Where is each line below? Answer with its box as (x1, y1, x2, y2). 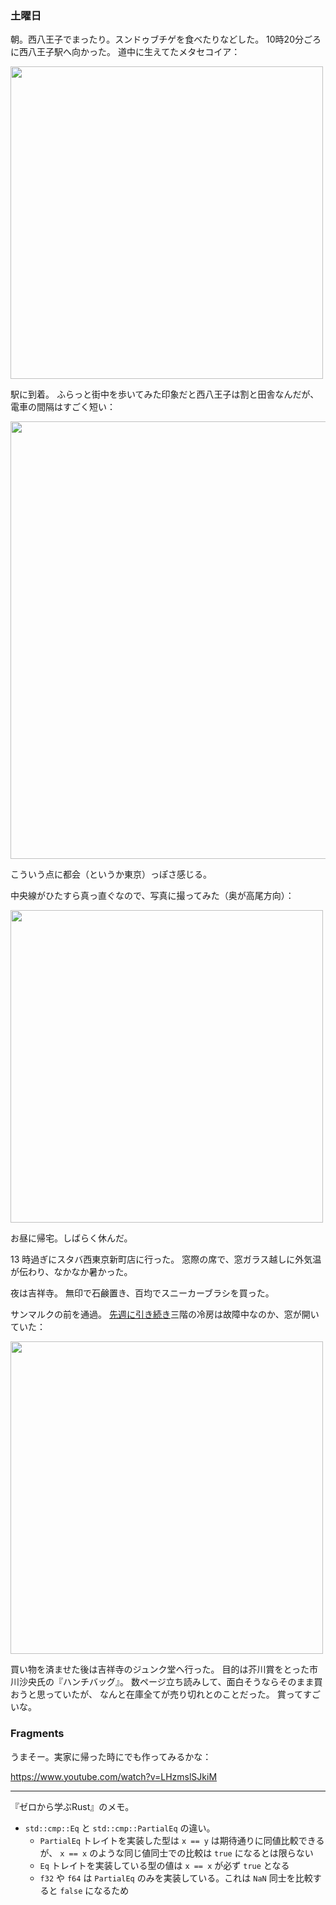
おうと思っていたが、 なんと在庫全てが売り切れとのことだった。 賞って (10, 1688, 304, 1701)
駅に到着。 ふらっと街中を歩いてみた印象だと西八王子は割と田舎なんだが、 (10, 388, 320, 401)
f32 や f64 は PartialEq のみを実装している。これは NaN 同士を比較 (39, 1872, 313, 1884)
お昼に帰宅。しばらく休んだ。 (10, 1232, 133, 1244)
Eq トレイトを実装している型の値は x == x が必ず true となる (39, 1859, 290, 1871)
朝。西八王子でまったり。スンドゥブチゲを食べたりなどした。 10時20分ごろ (10, 33, 322, 46)
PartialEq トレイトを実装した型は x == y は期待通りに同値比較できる (39, 1834, 325, 1846)
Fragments (10, 1727, 65, 1741)
